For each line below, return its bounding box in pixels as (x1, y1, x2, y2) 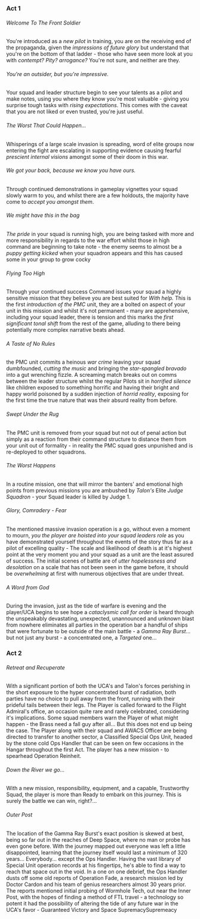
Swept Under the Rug (6, 410, 59, 418)
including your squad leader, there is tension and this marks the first (6, 313, 174, 321)
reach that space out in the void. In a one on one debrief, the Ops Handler (6, 867, 187, 875)
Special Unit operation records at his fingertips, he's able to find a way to (6, 861, 186, 869)
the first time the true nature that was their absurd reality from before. (6, 397, 178, 404)
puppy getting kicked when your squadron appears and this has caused (6, 249, 183, 256)
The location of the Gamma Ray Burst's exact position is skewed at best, (6, 830, 184, 837)
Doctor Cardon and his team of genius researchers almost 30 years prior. (6, 881, 186, 888)
